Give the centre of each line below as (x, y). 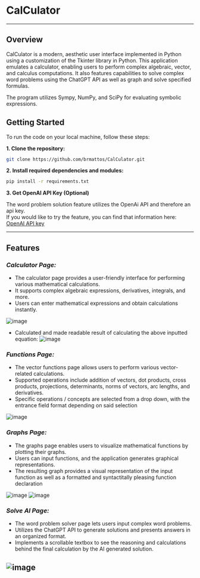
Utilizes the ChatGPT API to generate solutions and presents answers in (102, 530)
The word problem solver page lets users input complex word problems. (103, 523)
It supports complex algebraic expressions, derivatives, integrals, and (100, 290)
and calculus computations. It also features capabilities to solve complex (95, 73)
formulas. (18, 86)
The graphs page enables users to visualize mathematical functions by (101, 446)
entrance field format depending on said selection (76, 406)
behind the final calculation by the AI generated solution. (84, 549)
